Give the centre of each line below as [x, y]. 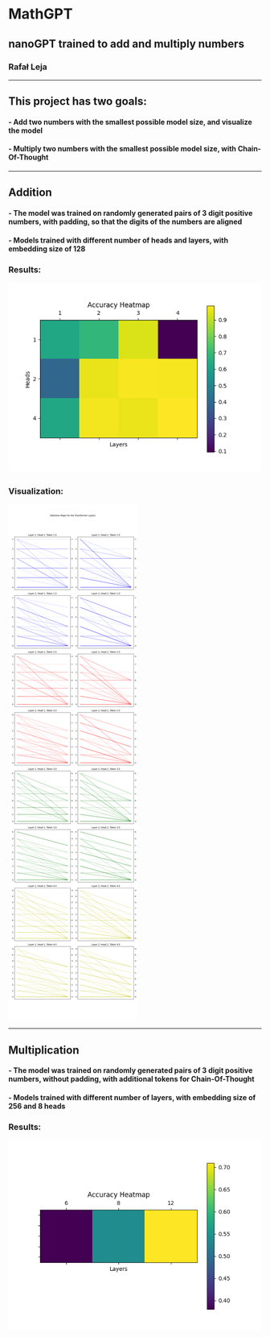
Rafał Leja [28, 67]
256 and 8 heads [37, 1106]
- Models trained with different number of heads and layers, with [119, 240]
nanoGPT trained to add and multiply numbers [127, 44]
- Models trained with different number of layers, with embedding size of [132, 1097]
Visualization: [36, 491]
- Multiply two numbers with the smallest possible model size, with [123, 149]
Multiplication [44, 1050]
